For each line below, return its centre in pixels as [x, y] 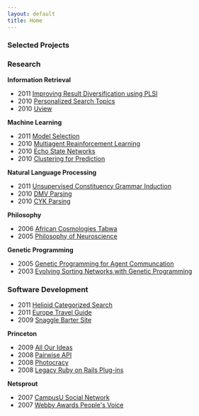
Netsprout [23, 384]
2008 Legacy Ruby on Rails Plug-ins [70, 370]
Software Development [48, 289]
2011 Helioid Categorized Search [65, 305]
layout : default [31, 14]
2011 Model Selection [49, 136]
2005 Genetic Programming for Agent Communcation [96, 264]
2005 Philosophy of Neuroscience [68, 236]
